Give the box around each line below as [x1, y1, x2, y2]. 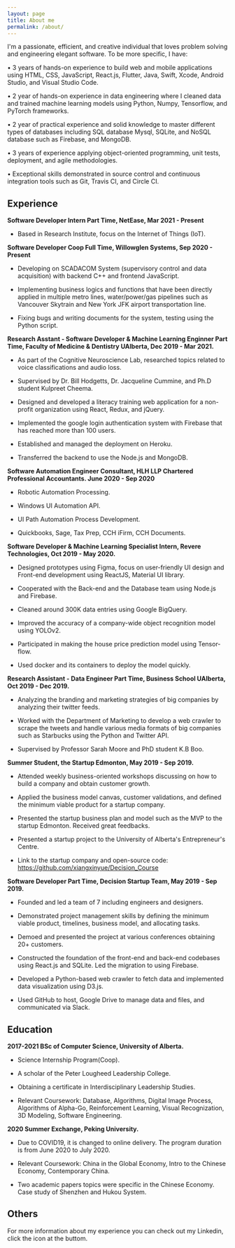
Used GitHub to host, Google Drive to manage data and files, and [17, 996, 205, 1004]
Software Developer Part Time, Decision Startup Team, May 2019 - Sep [7, 877, 218, 886]
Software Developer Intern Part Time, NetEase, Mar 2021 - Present [7, 216, 204, 225]
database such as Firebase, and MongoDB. [7, 135, 131, 144]
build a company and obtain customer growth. [17, 779, 150, 788]
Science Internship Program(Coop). [17, 1055, 120, 1064]
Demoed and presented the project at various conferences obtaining [17, 933, 215, 941]
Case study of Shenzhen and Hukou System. [17, 1188, 147, 1196]
